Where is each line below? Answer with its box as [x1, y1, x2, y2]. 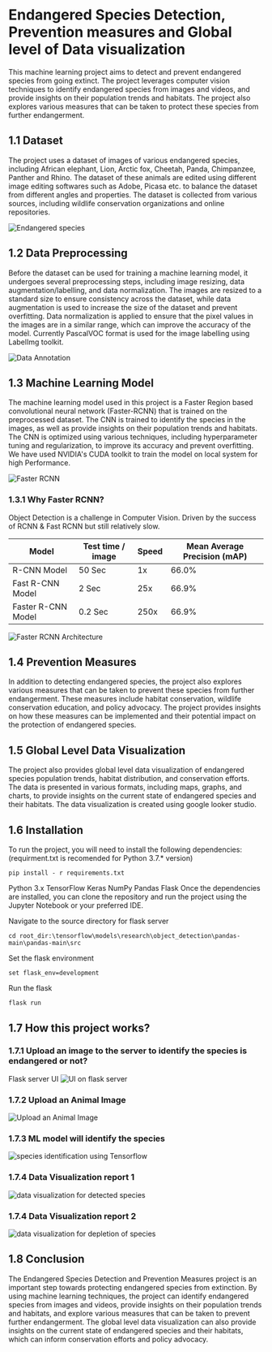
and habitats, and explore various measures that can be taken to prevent [8, 1308, 251, 1318]
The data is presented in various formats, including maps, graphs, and [8, 782, 243, 793]
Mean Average [185, 540, 244, 551]
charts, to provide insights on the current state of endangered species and [8, 791, 257, 801]
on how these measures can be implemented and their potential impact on [8, 711, 257, 721]
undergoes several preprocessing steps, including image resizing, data [8, 276, 245, 286]
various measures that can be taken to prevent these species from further [8, 685, 255, 695]
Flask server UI [8, 1073, 59, 1083]
